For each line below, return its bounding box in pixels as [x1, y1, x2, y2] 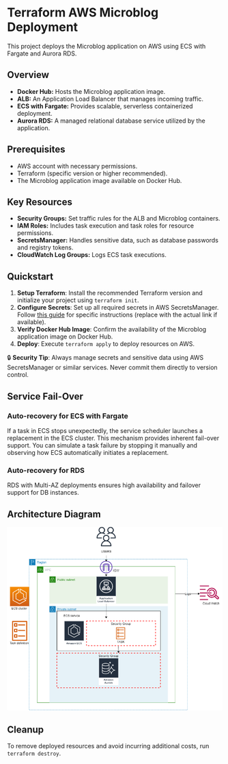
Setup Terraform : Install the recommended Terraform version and [16, 289, 203, 297]
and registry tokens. [16, 243, 74, 251]
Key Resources [7, 196, 73, 208]
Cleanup [7, 724, 44, 735]
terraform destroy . [7, 749, 61, 758]
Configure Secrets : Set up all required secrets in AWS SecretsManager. [16, 304, 219, 312]
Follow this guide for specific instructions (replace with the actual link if [16, 310, 218, 319]
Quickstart [7, 271, 54, 282]
